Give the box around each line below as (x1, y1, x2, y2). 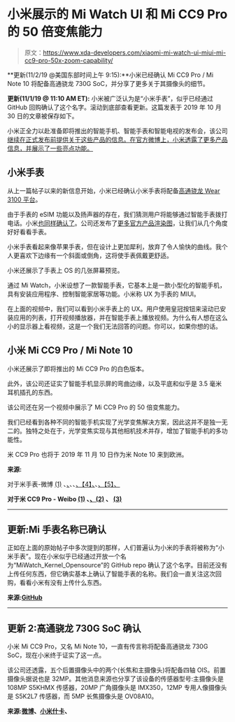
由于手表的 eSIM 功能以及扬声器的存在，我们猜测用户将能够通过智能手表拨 (7, 210, 222, 218)
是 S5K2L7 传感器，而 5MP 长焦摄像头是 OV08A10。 (7, 692, 158, 700)
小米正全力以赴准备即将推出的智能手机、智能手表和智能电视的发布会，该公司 (7, 127, 228, 135)
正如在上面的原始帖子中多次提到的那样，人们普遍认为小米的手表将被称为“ (7, 544, 219, 552)
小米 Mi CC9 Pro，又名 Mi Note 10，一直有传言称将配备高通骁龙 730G (7, 642, 208, 651)
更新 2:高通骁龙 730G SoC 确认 (7, 622, 141, 634)
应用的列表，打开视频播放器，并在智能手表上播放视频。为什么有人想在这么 (13, 313, 228, 322)
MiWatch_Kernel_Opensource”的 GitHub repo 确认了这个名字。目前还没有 (16, 561, 228, 569)
